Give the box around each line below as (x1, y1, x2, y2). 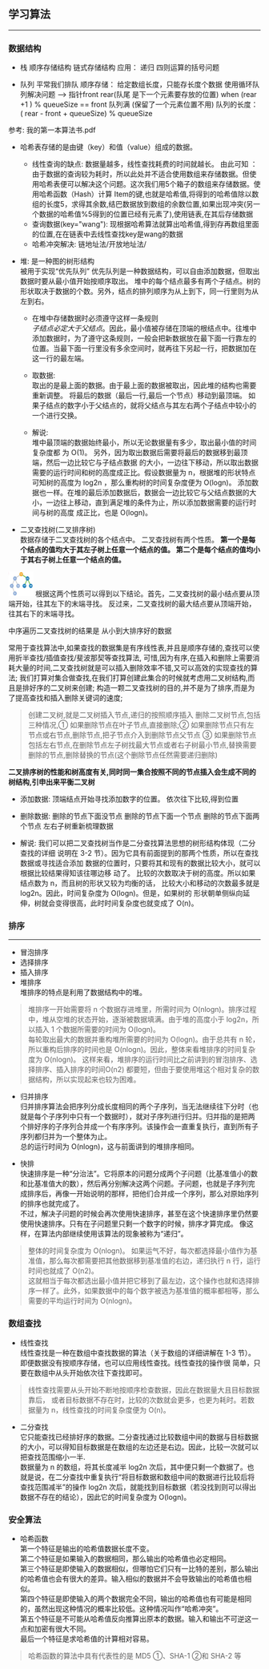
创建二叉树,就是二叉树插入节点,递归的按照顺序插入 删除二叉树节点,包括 (27, 710, 261, 720)
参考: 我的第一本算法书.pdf (8, 125, 96, 135)
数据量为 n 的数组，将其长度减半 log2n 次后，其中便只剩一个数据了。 (19, 1461, 247, 1472)
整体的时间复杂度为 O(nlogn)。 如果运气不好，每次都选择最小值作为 (27, 1246, 251, 1256)
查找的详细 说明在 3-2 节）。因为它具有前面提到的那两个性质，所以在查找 (19, 849, 259, 858)
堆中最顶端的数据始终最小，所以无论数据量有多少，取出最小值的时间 (31, 437, 257, 447)
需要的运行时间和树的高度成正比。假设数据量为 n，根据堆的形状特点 (31, 468, 256, 478)
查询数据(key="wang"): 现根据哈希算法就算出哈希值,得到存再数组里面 (31, 220, 259, 229)
